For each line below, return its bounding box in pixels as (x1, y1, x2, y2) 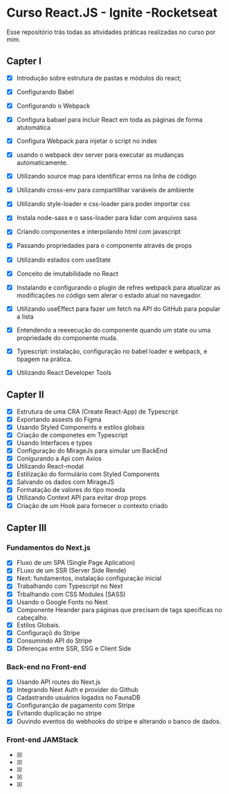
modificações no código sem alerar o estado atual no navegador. (16, 291, 202, 299)
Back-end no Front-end (6, 661, 86, 671)
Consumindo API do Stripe (16, 636, 93, 645)
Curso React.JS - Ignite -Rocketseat (6, 5, 218, 21)
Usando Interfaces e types (16, 439, 93, 447)
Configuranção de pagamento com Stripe (16, 701, 136, 709)
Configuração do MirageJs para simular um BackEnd (16, 446, 167, 455)
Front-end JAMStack (6, 734, 79, 744)
